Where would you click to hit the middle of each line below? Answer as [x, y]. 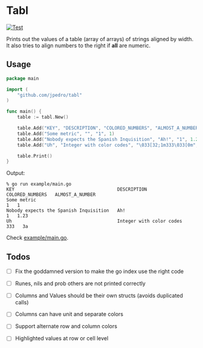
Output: [16, 173]
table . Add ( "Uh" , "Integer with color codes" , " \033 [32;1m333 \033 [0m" [107, 145]
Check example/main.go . [37, 238]
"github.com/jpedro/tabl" [50, 95]
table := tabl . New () [43, 117]
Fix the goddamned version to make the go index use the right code [99, 271]
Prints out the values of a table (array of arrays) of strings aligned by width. [100, 39]
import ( [17, 89]
